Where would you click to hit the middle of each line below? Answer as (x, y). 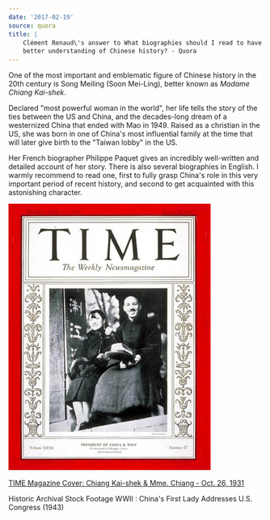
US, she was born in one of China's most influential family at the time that (131, 134)
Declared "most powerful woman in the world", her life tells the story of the (133, 108)
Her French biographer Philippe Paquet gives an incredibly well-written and (134, 159)
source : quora (32, 25)
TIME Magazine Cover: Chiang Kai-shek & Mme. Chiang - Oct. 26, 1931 (127, 483)
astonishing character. (45, 192)
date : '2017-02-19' (41, 17)
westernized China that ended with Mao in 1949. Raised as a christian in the (134, 125)
